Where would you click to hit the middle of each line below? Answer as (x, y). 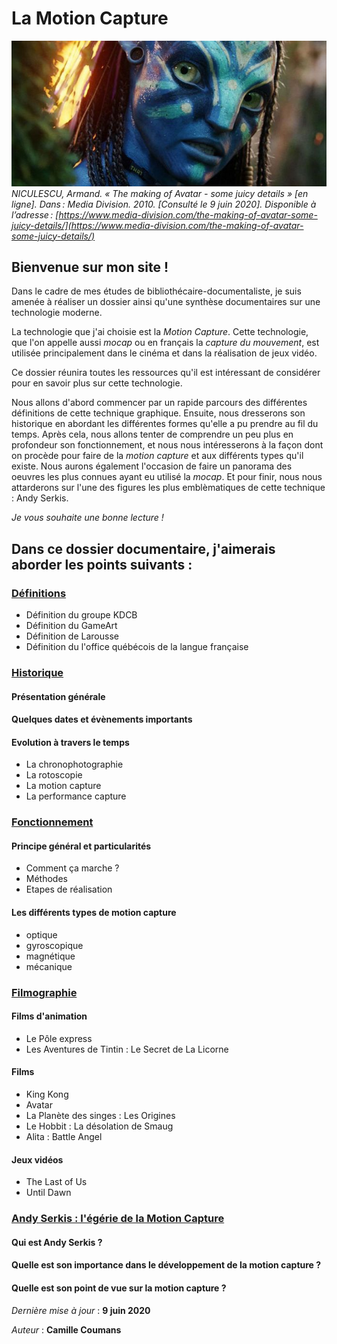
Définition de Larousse (72, 636)
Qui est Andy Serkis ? (57, 1242)
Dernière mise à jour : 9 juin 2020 (81, 1310)
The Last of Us (56, 1182)
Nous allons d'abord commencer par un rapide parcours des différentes (159, 403)
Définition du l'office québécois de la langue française (137, 647)
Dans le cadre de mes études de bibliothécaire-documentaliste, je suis (156, 291)
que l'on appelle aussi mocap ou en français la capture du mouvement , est (165, 343)
